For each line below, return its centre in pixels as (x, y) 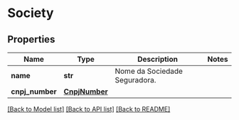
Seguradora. (136, 80)
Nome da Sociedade (149, 71)
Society (31, 13)
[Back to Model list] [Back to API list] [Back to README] (89, 109)
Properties (31, 39)
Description (158, 59)
